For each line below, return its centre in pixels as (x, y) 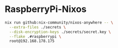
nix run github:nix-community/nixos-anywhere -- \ (59, 22)
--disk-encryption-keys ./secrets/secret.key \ (60, 32)
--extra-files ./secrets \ (38, 27)
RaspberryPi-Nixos (46, 9)
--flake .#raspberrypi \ (35, 36)
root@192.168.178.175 (32, 41)
